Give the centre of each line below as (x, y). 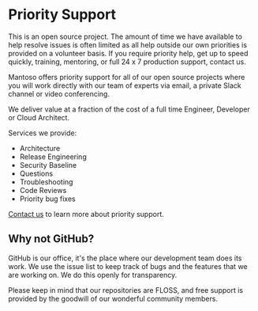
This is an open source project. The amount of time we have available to (125, 36)
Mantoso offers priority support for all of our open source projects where (127, 77)
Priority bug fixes (48, 199)
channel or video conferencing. (59, 93)
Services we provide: (43, 133)
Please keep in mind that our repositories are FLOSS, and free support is (125, 290)
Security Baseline (48, 165)
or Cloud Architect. (39, 117)
